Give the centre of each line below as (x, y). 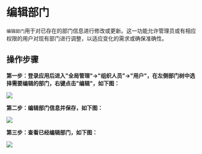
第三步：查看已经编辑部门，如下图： (52, 132)
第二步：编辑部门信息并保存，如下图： (54, 107)
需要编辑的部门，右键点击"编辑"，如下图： (65, 83)
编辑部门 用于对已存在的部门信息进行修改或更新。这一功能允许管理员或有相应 (101, 31)
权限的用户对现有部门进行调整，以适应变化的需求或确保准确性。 (87, 38)
